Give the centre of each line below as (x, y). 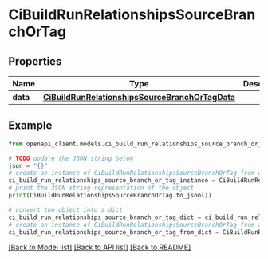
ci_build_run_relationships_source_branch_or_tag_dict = (105, 217)
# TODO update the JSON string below (71, 158)
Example (30, 126)
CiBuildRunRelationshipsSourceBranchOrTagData (139, 97)
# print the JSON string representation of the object (101, 188)
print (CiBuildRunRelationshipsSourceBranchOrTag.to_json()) (110, 196)
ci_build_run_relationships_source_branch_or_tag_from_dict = (114, 232)
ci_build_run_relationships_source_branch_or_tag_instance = (112, 181)
